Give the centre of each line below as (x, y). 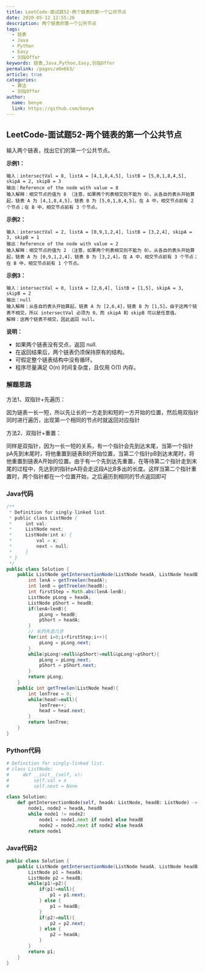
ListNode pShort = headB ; (61, 603)
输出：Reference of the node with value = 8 (63, 188)
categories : (21, 80)
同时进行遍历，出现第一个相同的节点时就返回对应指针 (73, 420)
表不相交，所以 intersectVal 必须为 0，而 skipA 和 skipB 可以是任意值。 (93, 313)
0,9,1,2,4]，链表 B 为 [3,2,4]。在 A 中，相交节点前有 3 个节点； (120, 257)
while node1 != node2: (57, 814)
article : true (24, 74)
